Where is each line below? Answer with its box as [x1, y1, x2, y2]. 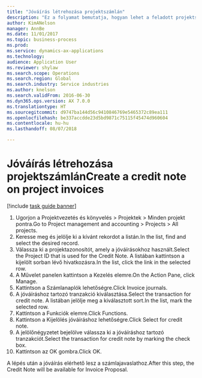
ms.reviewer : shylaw [7, 64, 59, 71]
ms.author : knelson [7, 87, 56, 93]
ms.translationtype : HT [7, 103, 67, 110]
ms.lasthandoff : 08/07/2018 [7, 126, 77, 132]
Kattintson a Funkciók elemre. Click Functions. [15, 310, 128, 317]
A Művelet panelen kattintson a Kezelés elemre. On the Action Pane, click [15, 271, 195, 278]
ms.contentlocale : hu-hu [7, 121, 69, 127]
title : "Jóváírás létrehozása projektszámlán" [7, 8, 125, 15]
